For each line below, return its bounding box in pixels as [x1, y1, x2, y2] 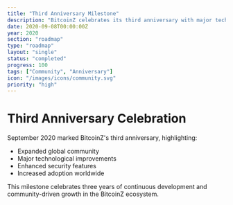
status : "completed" [7, 55, 67, 62]
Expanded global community [17, 147, 99, 156]
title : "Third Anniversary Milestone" [7, 10, 119, 17]
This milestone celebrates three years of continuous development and [7, 183, 207, 191]
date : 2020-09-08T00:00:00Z [7, 23, 89, 30]
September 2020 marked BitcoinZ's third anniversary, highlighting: [7, 134, 198, 142]
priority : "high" [7, 81, 58, 88]
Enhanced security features [17, 162, 97, 170]
